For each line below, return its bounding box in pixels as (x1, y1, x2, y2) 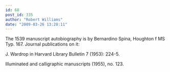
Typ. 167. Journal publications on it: (5, 41, 80, 47)
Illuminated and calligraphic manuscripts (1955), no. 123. (5, 61, 124, 67)
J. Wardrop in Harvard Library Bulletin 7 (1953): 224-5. (5, 51, 120, 57)
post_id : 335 (5, 12, 33, 17)
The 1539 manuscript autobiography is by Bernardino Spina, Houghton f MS (5, 36, 165, 42)
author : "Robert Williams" (5, 17, 63, 22)
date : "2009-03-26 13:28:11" (5, 21, 68, 27)
